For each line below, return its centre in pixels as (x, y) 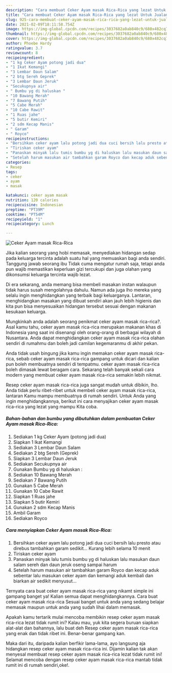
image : (13, 29)
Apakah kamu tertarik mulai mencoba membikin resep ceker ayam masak (83, 617)
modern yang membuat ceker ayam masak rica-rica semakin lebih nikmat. (84, 375)
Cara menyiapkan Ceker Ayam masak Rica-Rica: (59, 530)
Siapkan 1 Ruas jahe (34, 496)
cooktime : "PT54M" (25, 214)
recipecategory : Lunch (30, 224)
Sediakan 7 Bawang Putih (40, 480)
